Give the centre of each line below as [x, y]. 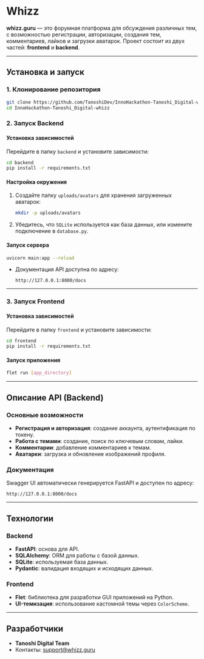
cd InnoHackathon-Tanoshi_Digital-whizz [58, 108]
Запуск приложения [33, 360]
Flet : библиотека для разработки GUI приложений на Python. [94, 598]
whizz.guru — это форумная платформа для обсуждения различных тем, [102, 28]
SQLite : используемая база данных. [62, 562]
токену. [25, 435]
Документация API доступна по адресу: [67, 269]
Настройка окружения [37, 182]
